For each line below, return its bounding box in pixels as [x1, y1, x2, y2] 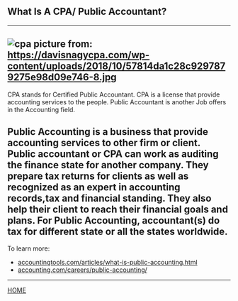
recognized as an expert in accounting [7, 181, 181, 194]
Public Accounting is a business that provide [7, 126, 209, 138]
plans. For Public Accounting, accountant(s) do [7, 214, 220, 226]
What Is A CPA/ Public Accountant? [7, 6, 167, 18]
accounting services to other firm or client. [7, 137, 200, 149]
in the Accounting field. [7, 105, 76, 114]
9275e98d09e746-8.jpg [7, 71, 117, 84]
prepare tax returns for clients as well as [7, 170, 189, 182]
